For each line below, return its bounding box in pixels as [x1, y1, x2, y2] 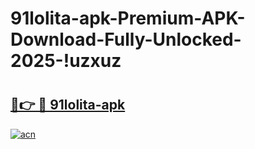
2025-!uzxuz [10, 50, 122, 72]
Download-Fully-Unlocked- [10, 28, 242, 51]
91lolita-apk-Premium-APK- [10, 7, 246, 30]
